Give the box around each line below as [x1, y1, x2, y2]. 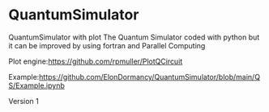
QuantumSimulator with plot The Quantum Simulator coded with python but [8, 32, 260, 42]
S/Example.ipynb [8, 81, 65, 90]
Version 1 [8, 96, 39, 106]
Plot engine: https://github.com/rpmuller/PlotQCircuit [8, 56, 183, 66]
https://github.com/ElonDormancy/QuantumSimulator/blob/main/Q [39, 72, 261, 81]
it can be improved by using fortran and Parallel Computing [8, 40, 206, 50]
